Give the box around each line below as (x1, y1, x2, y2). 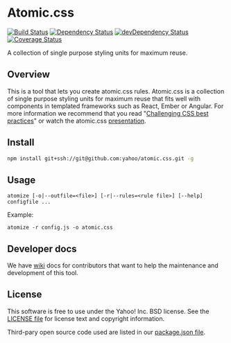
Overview (7, 69, 51, 80)
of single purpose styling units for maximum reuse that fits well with (7, 94, 201, 103)
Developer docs (7, 243, 78, 254)
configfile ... (7, 199, 51, 206)
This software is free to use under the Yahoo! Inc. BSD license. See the (7, 307, 209, 315)
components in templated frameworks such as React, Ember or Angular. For (7, 102, 224, 110)
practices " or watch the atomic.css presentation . (7, 116, 147, 125)
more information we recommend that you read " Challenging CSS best (7, 109, 209, 117)
